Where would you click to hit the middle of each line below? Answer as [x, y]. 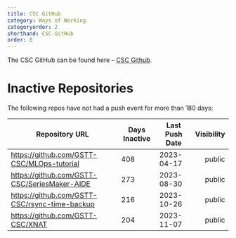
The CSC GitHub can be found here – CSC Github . [80, 60]
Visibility [210, 134]
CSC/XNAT [29, 225]
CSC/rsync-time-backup [53, 204]
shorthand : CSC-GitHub [40, 33]
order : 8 [20, 40]
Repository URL [63, 134]
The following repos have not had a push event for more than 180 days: [110, 108]
